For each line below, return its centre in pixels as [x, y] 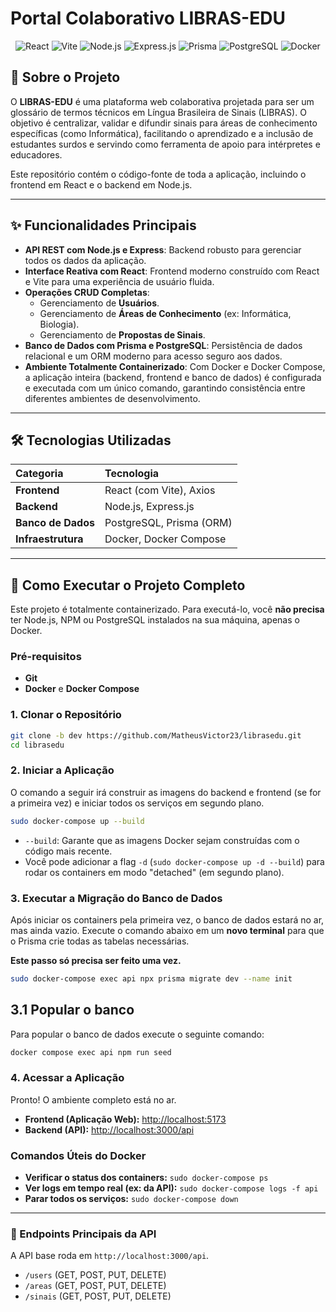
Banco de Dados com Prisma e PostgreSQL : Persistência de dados [163, 345]
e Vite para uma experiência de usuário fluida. [119, 281]
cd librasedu [37, 745]
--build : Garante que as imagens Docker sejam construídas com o [162, 840]
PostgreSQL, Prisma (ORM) [168, 523]
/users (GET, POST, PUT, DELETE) [95, 1275]
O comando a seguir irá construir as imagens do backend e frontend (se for [166, 792]
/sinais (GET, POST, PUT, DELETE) [98, 1296]
